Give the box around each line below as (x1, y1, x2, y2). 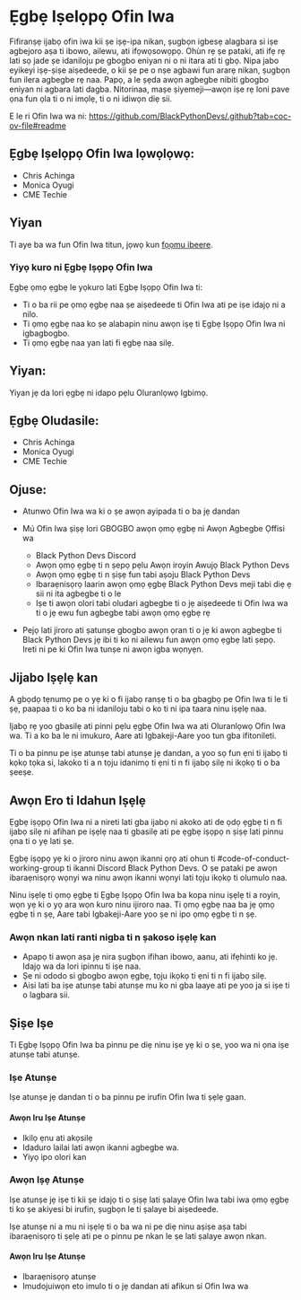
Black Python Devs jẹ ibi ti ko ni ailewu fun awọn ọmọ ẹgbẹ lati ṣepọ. (21, 635, 276, 646)
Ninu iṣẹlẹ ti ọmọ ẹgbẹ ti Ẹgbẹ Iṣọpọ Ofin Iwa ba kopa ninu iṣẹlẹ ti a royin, (9, 889, 280, 900)
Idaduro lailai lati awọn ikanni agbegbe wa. (21, 1142, 179, 1153)
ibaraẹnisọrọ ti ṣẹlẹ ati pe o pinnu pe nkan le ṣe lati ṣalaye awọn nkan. (9, 1230, 267, 1241)
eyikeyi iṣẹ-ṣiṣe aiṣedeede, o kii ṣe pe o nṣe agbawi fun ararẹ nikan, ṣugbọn (9, 65, 291, 75)
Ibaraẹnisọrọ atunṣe (21, 1271, 97, 1282)
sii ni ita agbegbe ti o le (35, 588, 122, 599)
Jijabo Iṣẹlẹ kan (9, 670, 99, 685)
